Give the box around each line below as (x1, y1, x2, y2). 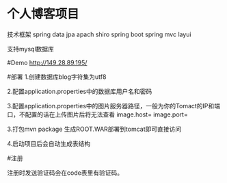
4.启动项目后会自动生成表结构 (7, 139, 91, 147)
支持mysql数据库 (7, 45, 55, 53)
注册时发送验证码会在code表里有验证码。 (7, 169, 124, 177)
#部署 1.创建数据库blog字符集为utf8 (7, 73, 107, 81)
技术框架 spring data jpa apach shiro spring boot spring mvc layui (7, 30, 191, 38)
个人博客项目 (7, 6, 80, 22)
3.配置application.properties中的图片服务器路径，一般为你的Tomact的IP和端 (7, 101, 221, 110)
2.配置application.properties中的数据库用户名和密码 (7, 87, 152, 95)
